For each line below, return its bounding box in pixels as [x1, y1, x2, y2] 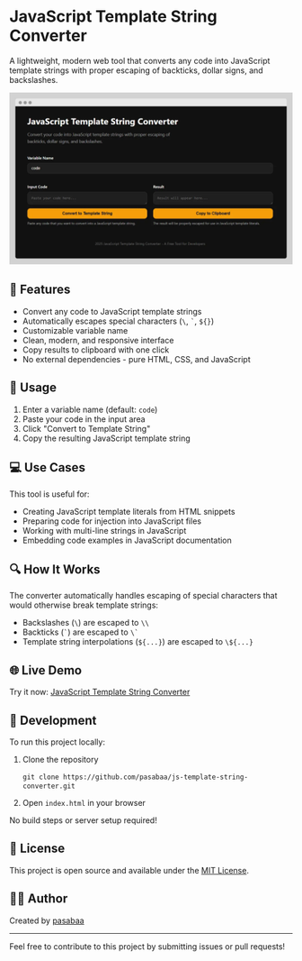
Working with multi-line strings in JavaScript [22, 525, 187, 535]
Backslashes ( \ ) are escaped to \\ [22, 618, 150, 628]
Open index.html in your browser [22, 797, 147, 808]
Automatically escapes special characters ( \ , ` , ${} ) [22, 316, 215, 326]
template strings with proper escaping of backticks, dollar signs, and [9, 65, 263, 76]
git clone [22, 773, 60, 782]
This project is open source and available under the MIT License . [9, 865, 250, 875]
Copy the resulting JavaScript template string [22, 433, 191, 444]
